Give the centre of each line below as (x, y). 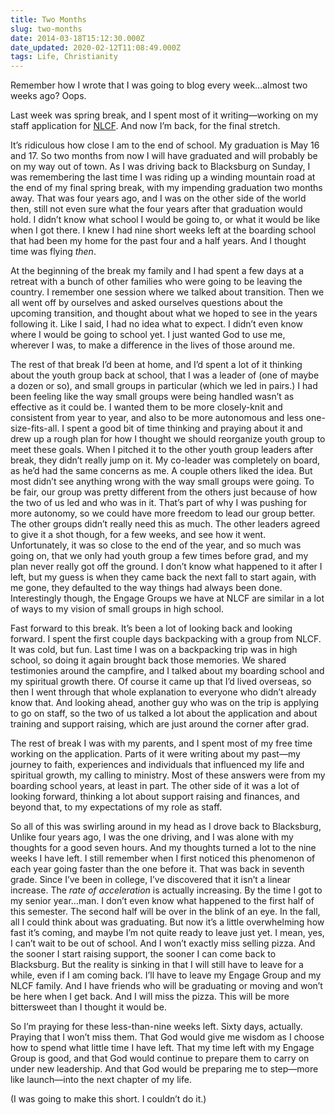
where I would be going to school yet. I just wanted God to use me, (148, 335)
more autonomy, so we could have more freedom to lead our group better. (163, 513)
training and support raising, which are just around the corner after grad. (159, 724)
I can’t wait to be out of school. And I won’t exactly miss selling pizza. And (163, 943)
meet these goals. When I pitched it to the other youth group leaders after (162, 450)
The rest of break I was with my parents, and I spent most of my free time (161, 743)
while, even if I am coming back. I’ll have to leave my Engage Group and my (166, 975)
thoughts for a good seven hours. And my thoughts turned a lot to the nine (163, 848)
